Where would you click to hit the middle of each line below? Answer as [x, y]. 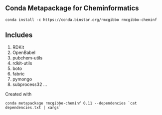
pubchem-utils [27, 57]
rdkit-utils [22, 63]
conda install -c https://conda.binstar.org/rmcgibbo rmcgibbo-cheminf [81, 19]
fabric [18, 73]
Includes [19, 35]
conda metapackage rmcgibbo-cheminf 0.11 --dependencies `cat [71, 103]
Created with [18, 94]
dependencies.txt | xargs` [33, 107]
